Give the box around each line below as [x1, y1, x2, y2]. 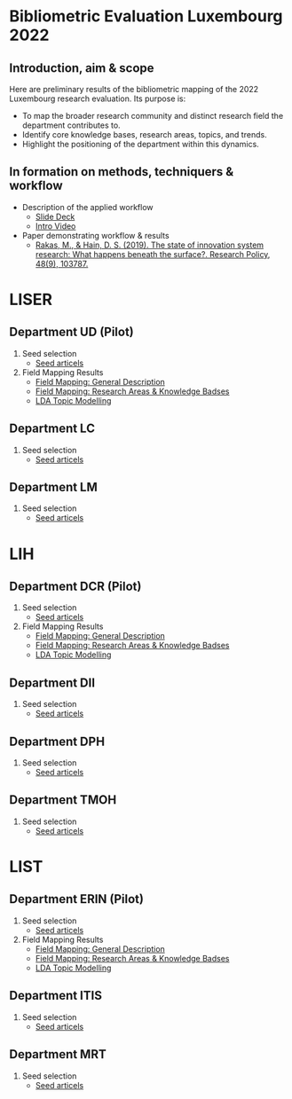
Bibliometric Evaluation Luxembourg [9, 6, 283, 27]
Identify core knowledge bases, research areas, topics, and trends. [21, 130, 268, 139]
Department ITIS [9, 988, 102, 1003]
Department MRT [9, 1047, 107, 1062]
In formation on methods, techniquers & [9, 164, 234, 179]
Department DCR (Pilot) [9, 579, 142, 594]
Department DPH [9, 734, 105, 749]
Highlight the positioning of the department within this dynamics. [21, 139, 259, 149]
